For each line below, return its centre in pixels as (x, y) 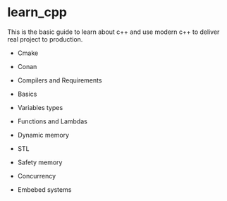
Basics (27, 94)
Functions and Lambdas (53, 121)
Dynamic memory (43, 135)
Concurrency (37, 176)
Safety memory (40, 162)
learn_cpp (37, 12)
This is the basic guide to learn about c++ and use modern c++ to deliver (114, 32)
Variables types (40, 107)
